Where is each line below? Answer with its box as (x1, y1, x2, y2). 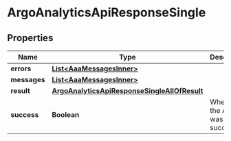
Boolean (51, 110, 80, 119)
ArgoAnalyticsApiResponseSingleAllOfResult (51, 86, 203, 95)
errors (10, 64, 32, 73)
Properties (7, 32, 54, 44)
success (10, 110, 39, 119)
